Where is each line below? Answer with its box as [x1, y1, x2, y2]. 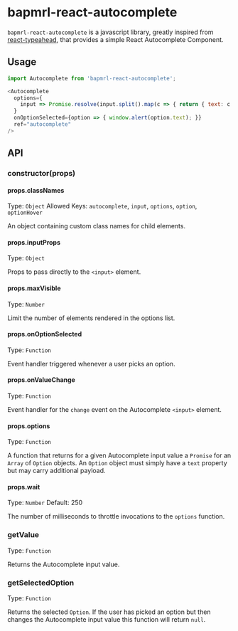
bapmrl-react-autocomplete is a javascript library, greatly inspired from [7, 28, 214, 36]
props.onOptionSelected [7, 330, 82, 339]
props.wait [7, 482, 40, 491]
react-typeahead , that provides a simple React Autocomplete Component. [7, 35, 224, 43]
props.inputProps [7, 238, 61, 246]
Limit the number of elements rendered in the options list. [7, 314, 175, 322]
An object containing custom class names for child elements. [7, 222, 186, 230]
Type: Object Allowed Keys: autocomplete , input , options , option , [7, 202, 198, 211]
